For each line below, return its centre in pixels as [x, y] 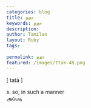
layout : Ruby [23, 40]
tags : [13, 46]
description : [23, 29]
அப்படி [14, 98]
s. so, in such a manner [35, 92]
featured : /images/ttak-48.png [46, 62]
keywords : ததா [24, 23]
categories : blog [28, 12]
